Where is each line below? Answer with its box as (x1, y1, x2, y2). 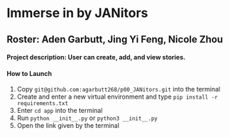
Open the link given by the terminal (16, 121, 120, 130)
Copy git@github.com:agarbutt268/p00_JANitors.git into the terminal (16, 85, 221, 94)
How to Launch (6, 69, 53, 77)
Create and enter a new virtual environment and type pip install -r (16, 92, 218, 101)
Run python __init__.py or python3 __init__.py (16, 114, 158, 122)
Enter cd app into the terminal (16, 106, 103, 115)
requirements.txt (16, 100, 69, 107)
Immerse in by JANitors (6, 5, 148, 21)
